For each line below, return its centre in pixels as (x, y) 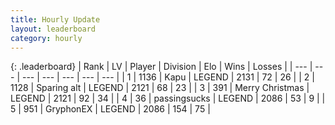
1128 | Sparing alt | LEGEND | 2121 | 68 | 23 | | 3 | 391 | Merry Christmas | (160, 88)
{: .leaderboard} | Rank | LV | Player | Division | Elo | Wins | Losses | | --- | (161, 67)
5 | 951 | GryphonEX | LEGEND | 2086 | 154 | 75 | (110, 109)
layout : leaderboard (53, 29)
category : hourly (46, 38)
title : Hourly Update (55, 19)
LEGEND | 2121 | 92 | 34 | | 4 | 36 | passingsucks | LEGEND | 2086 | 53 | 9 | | (168, 98)
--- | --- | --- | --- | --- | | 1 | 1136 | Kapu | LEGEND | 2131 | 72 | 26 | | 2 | (168, 77)
